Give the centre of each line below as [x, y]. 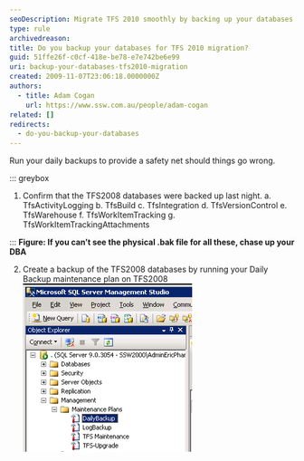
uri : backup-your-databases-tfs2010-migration [99, 67]
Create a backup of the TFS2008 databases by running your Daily [145, 269]
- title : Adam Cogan [56, 95]
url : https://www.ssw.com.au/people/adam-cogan [117, 105]
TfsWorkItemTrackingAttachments [86, 225]
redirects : [30, 124]
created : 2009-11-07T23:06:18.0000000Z [85, 77]
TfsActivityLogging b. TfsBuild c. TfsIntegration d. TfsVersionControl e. [155, 206]
